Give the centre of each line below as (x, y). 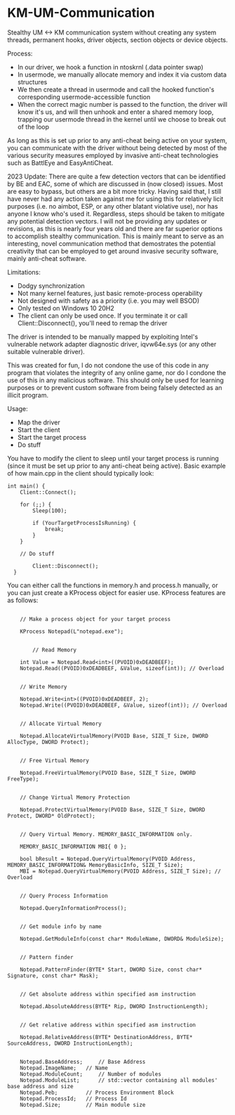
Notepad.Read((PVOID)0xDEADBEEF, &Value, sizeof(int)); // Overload (122, 668)
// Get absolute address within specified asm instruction (108, 994)
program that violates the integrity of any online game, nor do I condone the (117, 372)
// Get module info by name (61, 926)
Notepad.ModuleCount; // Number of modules (90, 1074)
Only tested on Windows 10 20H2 (66, 308)
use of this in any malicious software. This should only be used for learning (116, 380)
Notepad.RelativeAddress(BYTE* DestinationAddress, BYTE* (106, 1037)
